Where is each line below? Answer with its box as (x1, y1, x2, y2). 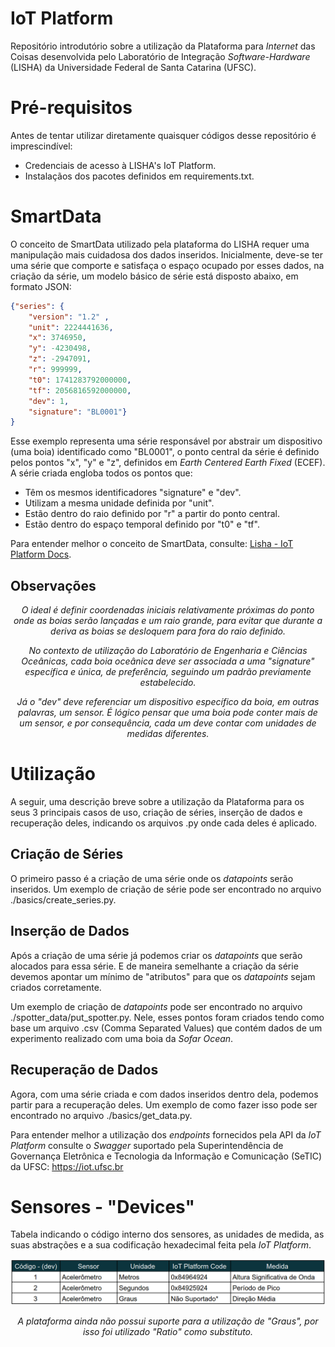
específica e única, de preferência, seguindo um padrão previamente (24, 666, 312, 678)
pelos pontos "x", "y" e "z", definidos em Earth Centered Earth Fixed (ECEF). (10, 457, 326, 469)
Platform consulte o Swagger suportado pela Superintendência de (10, 1139, 284, 1151)
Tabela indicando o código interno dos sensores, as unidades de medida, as (10, 1228, 325, 1241)
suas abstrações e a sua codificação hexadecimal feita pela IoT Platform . (10, 1239, 312, 1251)
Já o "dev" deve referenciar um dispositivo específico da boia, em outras (16, 696, 320, 708)
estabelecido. (139, 677, 197, 689)
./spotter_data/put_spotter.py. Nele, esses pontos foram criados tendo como (10, 1011, 325, 1023)
